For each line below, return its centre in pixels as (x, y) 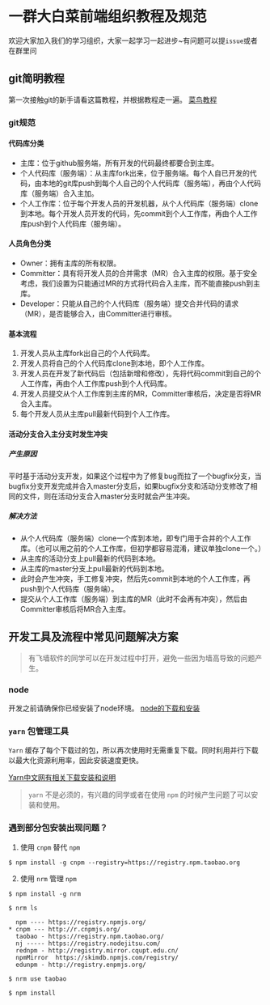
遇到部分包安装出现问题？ (58, 828)
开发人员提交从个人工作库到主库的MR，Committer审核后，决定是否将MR (141, 394)
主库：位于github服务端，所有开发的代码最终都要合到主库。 (119, 163)
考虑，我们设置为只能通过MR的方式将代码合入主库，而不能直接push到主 (140, 283)
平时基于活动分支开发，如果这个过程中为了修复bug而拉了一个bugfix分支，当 (135, 476)
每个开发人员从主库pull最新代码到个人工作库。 (97, 414)
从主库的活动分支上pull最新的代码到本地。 (90, 558)
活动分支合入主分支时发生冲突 (58, 434)
